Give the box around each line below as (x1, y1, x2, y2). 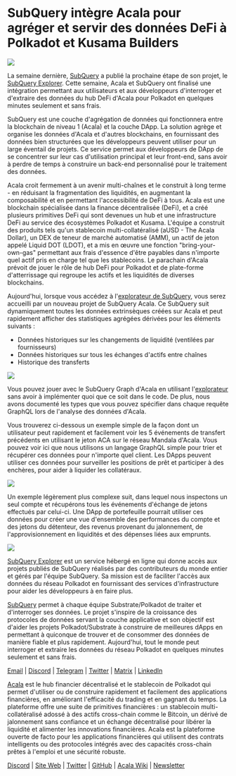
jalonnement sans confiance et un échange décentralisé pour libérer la (7, 717, 212, 726)
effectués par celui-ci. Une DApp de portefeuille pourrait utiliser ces (7, 507, 204, 515)
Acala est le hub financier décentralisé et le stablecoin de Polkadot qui (7, 680, 211, 688)
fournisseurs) (17, 343, 57, 351)
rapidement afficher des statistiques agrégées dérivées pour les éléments (7, 314, 221, 323)
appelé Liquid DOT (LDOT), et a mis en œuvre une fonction (7, 241, 178, 249)
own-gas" (7, 248, 37, 256)
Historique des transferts (17, 358, 90, 366)
